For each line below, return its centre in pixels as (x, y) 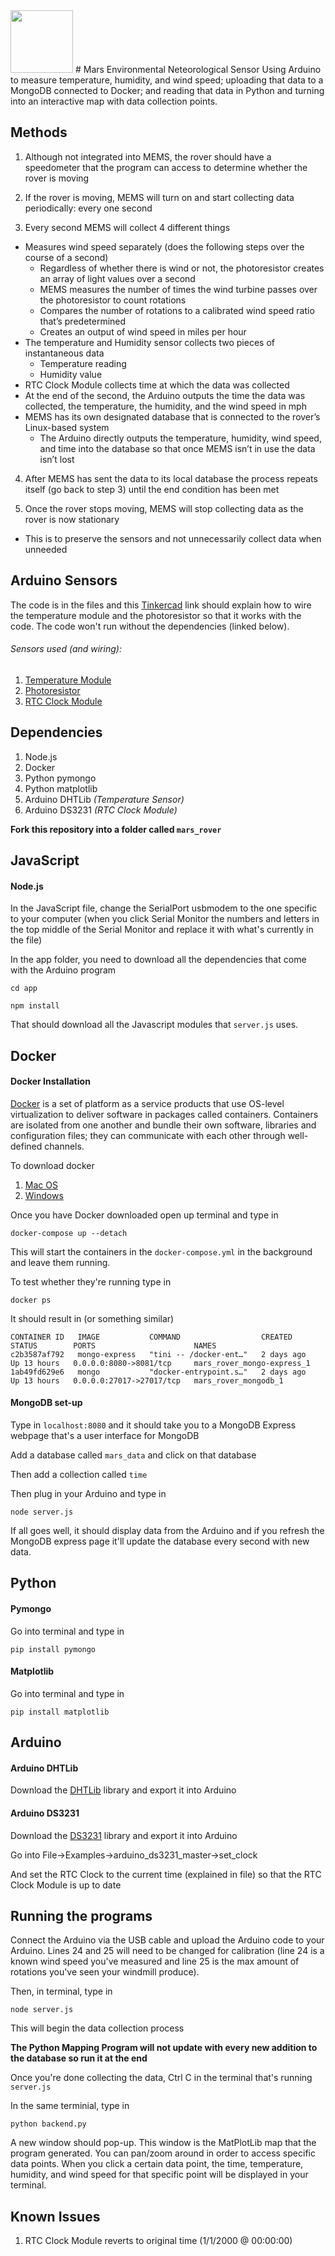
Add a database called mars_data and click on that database (133, 1455)
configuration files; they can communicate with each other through (148, 1135)
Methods (39, 132)
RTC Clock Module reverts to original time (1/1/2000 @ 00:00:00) (158, 2241)
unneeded (46, 549)
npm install (35, 1006)
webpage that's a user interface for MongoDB (105, 1436)
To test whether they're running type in (91, 1281)
